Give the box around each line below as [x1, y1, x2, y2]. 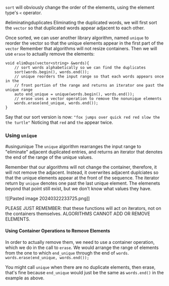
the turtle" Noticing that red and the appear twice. [5, 119, 113, 125]
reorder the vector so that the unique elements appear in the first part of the [5, 40, 164, 46]
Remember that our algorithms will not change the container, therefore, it [5, 164, 157, 170]
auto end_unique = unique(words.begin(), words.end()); [14, 92, 135, 97]
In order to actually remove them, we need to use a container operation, [5, 239, 155, 245]
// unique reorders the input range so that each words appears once [14, 74, 164, 79]
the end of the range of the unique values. [5, 154, 93, 160]
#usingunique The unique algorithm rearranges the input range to [5, 144, 142, 150]
